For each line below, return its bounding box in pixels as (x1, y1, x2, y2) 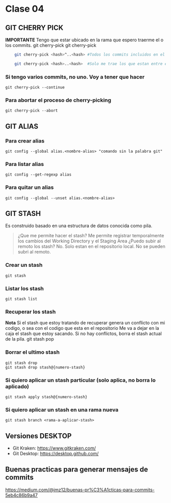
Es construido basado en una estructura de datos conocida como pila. (5, 222, 153, 229)
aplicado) (5, 383, 30, 390)
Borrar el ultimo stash (5, 349, 60, 356)
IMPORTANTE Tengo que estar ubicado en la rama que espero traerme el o (5, 37, 164, 43)
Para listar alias (5, 160, 44, 167)
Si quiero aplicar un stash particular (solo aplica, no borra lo (5, 376, 156, 383)
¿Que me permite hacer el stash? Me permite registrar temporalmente (17, 233, 164, 239)
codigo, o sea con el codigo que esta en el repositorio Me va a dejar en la (5, 325, 159, 331)
